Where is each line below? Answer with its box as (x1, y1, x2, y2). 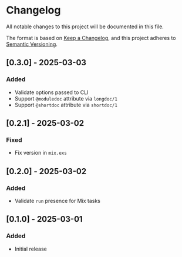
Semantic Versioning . (6, 41, 58, 48)
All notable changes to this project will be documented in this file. (6, 23, 164, 30)
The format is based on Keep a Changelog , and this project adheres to (6, 34, 176, 41)
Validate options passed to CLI (14, 89, 89, 96)
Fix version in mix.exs (14, 149, 68, 156)
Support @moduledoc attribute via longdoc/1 (14, 95, 117, 102)
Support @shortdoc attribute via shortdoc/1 (14, 101, 117, 108)
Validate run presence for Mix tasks (14, 198, 101, 204)
